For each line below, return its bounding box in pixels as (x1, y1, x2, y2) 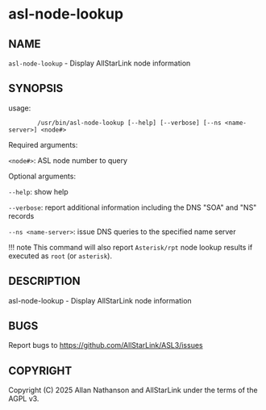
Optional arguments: (8, 171, 77, 181)
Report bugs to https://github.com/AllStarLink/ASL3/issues (8, 341, 203, 350)
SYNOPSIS (8, 82, 64, 95)
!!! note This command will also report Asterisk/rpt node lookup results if (8, 242, 253, 252)
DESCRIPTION (8, 274, 81, 288)
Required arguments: (8, 140, 78, 149)
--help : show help (8, 186, 69, 196)
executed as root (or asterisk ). (8, 251, 113, 261)
